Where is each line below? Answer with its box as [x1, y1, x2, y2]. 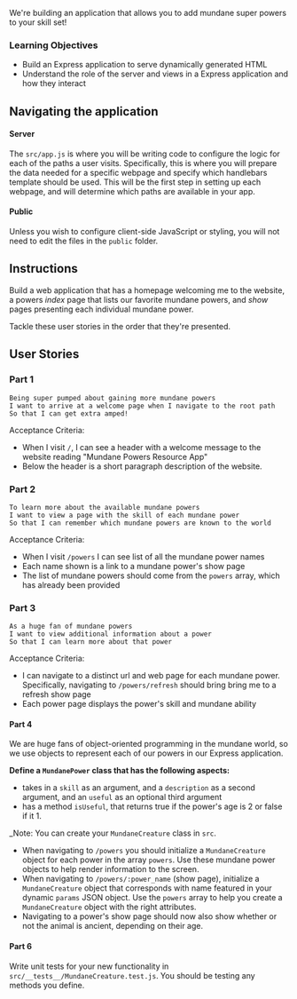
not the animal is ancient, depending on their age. [21, 921, 204, 932]
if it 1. [21, 811, 42, 821]
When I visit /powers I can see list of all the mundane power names [21, 551, 265, 562]
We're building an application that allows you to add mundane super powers [9, 8, 286, 18]
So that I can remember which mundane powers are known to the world [9, 519, 272, 527]
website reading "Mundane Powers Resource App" [21, 451, 208, 462]
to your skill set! [9, 17, 67, 28]
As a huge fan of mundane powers [9, 622, 133, 631]
